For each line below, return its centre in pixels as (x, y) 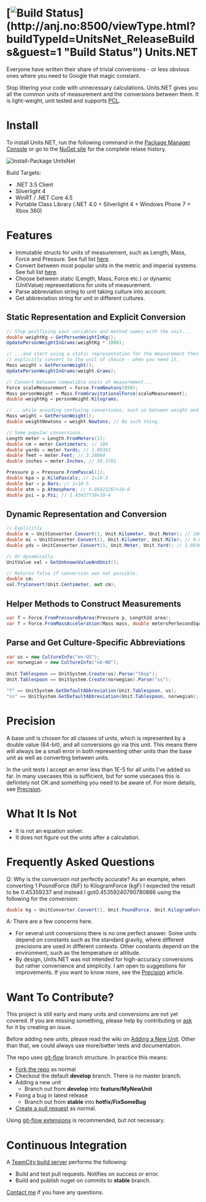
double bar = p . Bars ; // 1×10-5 (48, 484)
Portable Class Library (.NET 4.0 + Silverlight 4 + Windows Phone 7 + (103, 204)
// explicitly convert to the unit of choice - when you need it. (93, 360)
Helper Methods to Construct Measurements (94, 604)
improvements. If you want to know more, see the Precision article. (100, 973)
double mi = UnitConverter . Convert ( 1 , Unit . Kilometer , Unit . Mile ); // (98, 540)
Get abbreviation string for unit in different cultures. (80, 298)
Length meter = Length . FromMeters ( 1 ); (56, 438)
